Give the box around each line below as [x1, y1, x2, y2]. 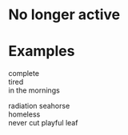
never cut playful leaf [8, 118, 78, 128]
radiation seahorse [8, 101, 70, 111]
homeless [8, 109, 41, 119]
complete [8, 69, 40, 78]
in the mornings [8, 85, 60, 95]
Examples [8, 42, 75, 61]
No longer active [8, 6, 121, 24]
